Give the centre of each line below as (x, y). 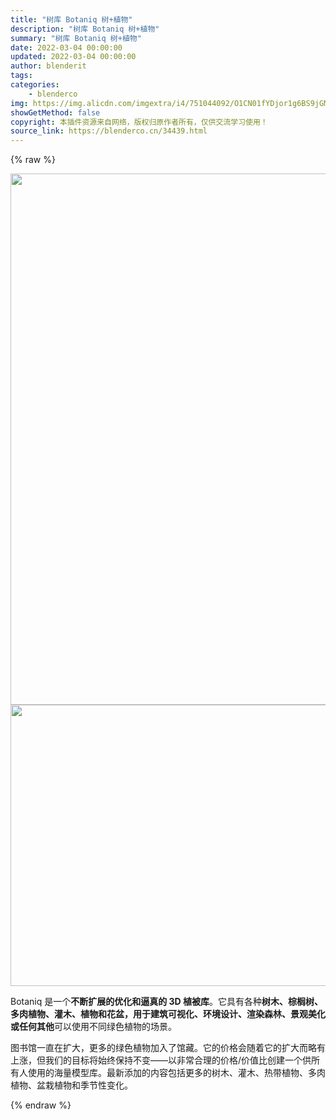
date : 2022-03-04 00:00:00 (66, 47)
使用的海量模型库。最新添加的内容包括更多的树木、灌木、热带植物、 (167, 1073)
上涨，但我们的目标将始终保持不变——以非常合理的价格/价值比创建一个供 (161, 1060)
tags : (21, 76)
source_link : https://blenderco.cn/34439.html (109, 131)
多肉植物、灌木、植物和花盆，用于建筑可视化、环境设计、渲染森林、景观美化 (168, 1014)
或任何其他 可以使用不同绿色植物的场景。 (93, 1027)
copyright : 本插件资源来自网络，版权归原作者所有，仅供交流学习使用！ (139, 122)
